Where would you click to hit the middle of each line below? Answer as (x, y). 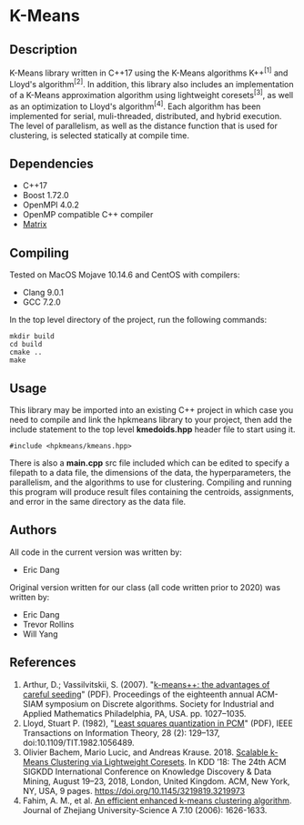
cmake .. (26, 352)
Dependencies (51, 164)
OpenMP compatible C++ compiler (88, 215)
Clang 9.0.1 (43, 293)
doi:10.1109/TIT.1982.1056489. (78, 742)
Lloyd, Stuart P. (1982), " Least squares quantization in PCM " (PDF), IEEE (157, 723)
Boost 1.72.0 (46, 196)
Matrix (35, 225)
